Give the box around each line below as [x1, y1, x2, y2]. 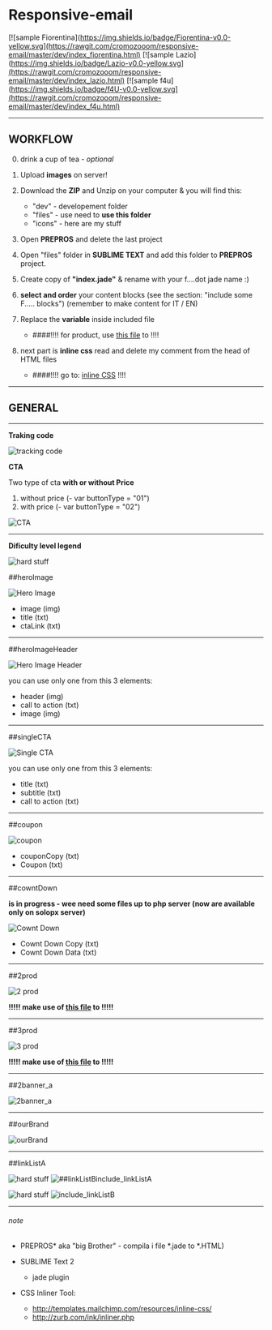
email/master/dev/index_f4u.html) [8, 101, 121, 111]
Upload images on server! [19, 169, 108, 179]
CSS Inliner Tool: [19, 1288, 76, 1298]
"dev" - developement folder [32, 201, 128, 211]
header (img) [19, 691, 64, 701]
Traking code [8, 430, 54, 440]
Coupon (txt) [19, 860, 63, 869]
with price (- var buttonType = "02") [19, 501, 141, 512]
